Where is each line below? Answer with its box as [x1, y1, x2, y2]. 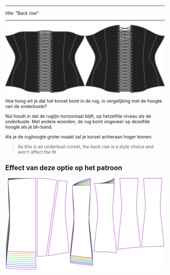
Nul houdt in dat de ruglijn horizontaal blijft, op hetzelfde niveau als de [5, 113, 151, 119]
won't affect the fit [17, 149, 57, 155]
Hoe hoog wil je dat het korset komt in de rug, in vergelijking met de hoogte [5, 97, 162, 104]
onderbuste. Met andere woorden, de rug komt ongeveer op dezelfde [5, 118, 150, 124]
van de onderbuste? [5, 103, 47, 109]
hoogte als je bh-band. [5, 124, 53, 130]
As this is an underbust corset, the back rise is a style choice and [17, 143, 154, 150]
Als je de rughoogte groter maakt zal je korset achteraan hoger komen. [5, 133, 153, 140]
